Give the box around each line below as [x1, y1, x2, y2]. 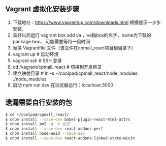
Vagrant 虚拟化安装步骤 [5, 5, 80, 14]
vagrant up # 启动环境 [12, 51, 59, 57]
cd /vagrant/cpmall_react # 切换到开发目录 [12, 64, 102, 70]
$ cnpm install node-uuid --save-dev [5, 131, 85, 136]
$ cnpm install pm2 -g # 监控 [5, 122, 70, 127]
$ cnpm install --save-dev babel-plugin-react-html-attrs [5, 116, 130, 122]
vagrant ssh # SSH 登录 [12, 57, 62, 64]
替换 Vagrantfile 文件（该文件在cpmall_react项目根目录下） [12, 45, 136, 51]
